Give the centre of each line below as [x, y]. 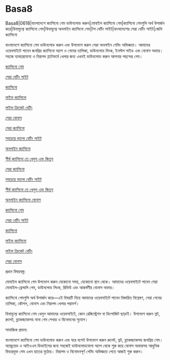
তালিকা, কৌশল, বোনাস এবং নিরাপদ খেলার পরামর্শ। [42, 303]
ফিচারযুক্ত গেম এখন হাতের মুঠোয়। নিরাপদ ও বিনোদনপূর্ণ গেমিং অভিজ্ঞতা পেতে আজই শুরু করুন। [75, 351]
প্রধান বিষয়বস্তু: [15, 271]
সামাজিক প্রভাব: [17, 330]
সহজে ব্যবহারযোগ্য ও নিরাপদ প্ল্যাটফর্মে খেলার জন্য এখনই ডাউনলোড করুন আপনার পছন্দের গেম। [74, 56]
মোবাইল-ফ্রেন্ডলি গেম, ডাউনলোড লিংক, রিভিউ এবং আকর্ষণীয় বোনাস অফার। [60, 287]
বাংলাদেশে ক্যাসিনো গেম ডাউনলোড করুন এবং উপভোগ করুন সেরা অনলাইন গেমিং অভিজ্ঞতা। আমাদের [78, 45]
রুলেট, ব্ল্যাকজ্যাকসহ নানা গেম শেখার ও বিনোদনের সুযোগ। [47, 319]
